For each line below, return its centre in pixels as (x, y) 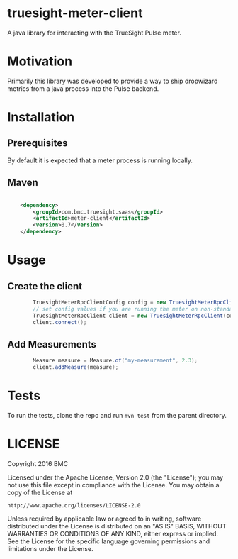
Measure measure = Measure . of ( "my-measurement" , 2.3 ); (115, 361)
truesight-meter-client (75, 13)
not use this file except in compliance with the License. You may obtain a (113, 485)
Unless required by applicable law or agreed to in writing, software (104, 519)
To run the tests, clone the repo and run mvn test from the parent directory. (117, 416)
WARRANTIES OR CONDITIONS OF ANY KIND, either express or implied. (113, 534)
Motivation (40, 61)
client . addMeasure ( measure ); (76, 367)
